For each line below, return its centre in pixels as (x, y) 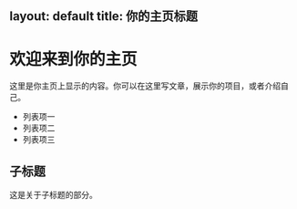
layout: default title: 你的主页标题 (104, 16)
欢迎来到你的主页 (74, 59)
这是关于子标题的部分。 (53, 195)
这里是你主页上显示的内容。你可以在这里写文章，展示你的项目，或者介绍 (145, 86)
